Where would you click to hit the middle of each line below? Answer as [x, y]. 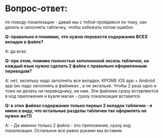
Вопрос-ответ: [36, 9]
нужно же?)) [19, 116]
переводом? [18, 71]
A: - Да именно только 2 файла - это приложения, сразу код [68, 125]
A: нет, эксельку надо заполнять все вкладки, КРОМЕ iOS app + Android [80, 80]
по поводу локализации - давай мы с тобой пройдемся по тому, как [76, 22]
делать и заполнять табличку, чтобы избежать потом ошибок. [70, 27]
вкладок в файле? [24, 41]
